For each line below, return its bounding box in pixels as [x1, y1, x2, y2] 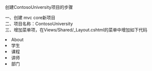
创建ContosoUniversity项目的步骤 [5, 4, 73, 10]
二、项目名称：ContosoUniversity [5, 21, 73, 26]
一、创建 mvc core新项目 [5, 15, 56, 21]
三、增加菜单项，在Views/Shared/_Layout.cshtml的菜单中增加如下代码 [5, 27, 148, 33]
